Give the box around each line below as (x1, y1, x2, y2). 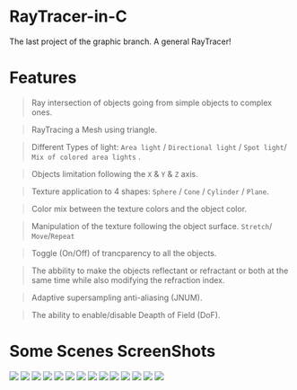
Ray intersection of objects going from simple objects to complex (31, 97, 272, 108)
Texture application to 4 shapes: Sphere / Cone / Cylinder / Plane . (31, 186, 269, 197)
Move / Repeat (31, 230, 75, 241)
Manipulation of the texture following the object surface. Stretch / (31, 220, 273, 231)
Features (9, 67, 77, 88)
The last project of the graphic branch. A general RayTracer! (9, 36, 231, 47)
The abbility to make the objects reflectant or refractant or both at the (31, 265, 289, 276)
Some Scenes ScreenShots (9, 341, 216, 361)
